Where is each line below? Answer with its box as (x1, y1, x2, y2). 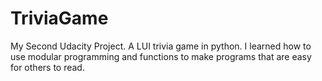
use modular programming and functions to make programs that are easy (10, 50, 312, 62)
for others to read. (10, 61, 85, 73)
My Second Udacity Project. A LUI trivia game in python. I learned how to (10, 40, 312, 52)
